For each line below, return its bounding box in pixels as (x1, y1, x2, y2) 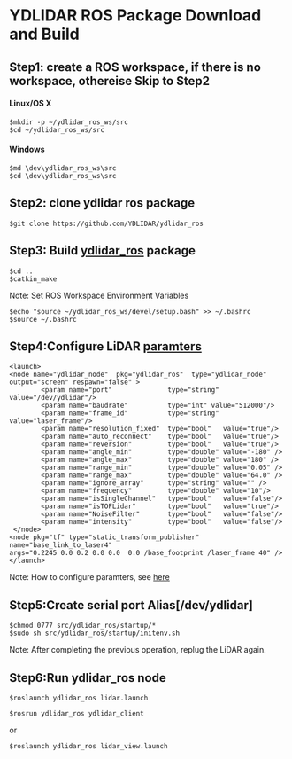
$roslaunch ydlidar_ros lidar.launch (9, 693, 149, 703)
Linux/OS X (9, 98, 52, 109)
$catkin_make (9, 274, 58, 284)
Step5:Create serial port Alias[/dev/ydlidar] (9, 598, 254, 613)
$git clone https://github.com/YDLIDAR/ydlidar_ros (9, 219, 204, 228)
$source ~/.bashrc (9, 315, 77, 324)
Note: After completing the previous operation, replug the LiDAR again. (9, 645, 267, 655)
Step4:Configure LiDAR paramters (9, 339, 202, 354)
